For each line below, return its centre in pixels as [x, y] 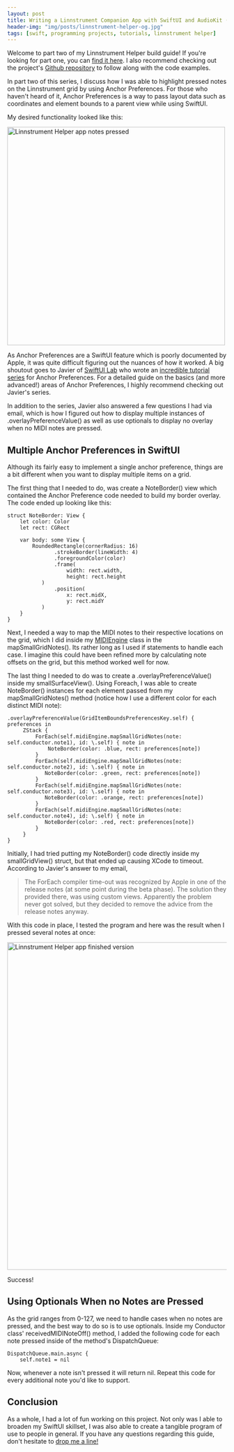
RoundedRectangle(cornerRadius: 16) [85, 546]
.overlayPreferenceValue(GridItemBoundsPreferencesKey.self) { [101, 718]
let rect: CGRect [45, 528]
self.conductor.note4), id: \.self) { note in [76, 816]
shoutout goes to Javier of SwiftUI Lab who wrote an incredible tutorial [109, 370]
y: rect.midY [85, 602]
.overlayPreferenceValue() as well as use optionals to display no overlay [110, 421]
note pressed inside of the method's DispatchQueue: [83, 1341]
